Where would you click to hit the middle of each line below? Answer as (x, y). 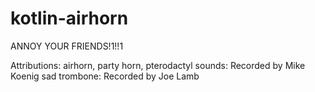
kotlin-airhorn (69, 18)
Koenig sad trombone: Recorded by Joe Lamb (105, 76)
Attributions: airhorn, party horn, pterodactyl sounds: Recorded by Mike (158, 65)
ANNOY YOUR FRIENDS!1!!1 (67, 46)
